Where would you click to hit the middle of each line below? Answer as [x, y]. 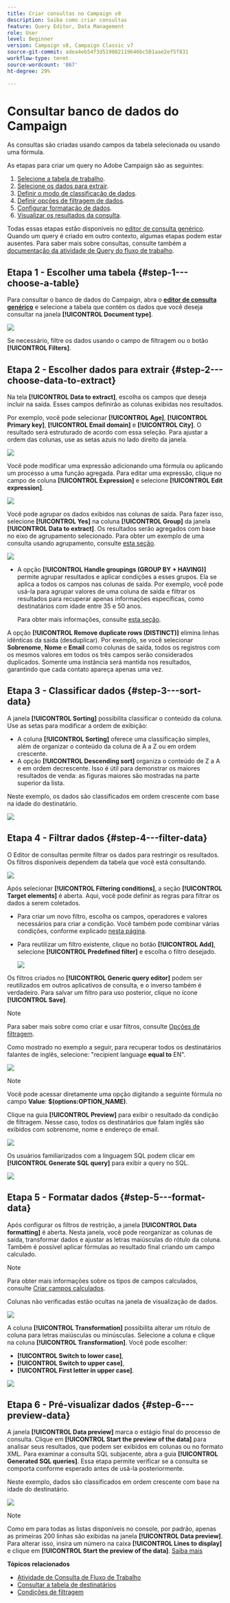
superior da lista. [41, 783]
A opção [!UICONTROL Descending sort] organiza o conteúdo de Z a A [118, 761]
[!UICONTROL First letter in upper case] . [76, 1370]
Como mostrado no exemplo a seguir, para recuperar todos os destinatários [114, 1047]
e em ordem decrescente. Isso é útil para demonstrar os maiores [108, 768]
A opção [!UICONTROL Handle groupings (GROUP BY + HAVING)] [112, 569]
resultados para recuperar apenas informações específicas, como [111, 599]
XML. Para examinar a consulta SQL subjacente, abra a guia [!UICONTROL [113, 1454]
